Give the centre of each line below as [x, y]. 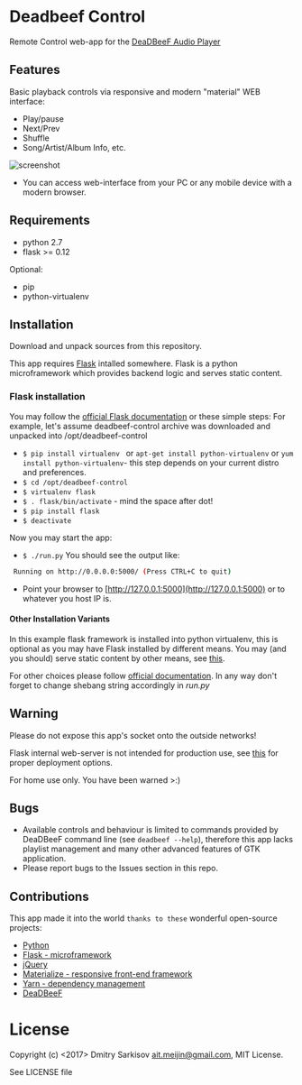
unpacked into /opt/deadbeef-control [78, 436]
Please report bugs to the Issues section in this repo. [120, 869]
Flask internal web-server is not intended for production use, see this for [144, 753]
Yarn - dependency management [84, 984]
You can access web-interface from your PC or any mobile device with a [157, 182]
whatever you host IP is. [67, 598]
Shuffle [36, 138]
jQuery [35, 965]
